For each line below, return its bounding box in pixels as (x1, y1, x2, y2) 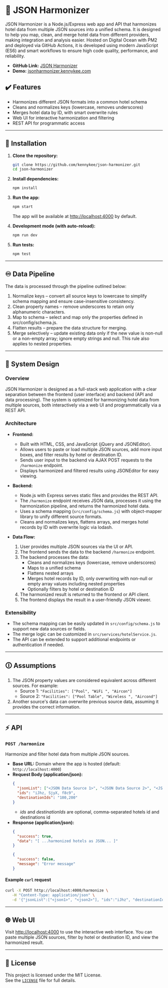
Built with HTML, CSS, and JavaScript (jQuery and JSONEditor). (19, 441, 151, 447)
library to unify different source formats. (19, 513, 102, 519)
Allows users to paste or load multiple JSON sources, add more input (19, 446, 162, 452)
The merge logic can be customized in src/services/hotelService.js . (12, 631, 157, 637)
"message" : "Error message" (17, 861, 76, 866)
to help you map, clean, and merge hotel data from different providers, (5, 31, 150, 37)
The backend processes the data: (19, 554, 89, 560)
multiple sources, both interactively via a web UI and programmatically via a (5, 402, 161, 408)
